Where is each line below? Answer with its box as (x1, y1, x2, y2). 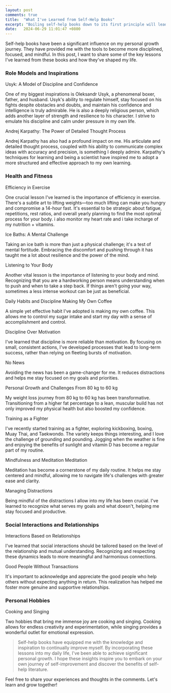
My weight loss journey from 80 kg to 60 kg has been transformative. (5, 394, 151, 400)
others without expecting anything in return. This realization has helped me (5, 579, 163, 585)
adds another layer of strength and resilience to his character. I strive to (5, 113, 155, 119)
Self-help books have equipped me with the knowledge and (17, 639, 144, 645)
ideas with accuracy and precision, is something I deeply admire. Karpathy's (5, 149, 165, 155)
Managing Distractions (5, 487, 53, 494)
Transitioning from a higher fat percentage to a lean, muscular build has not (5, 400, 164, 406)
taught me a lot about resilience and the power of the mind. (5, 252, 130, 258)
